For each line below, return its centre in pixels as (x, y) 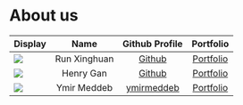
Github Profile (152, 44)
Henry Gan (84, 73)
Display (30, 44)
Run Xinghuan (84, 59)
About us (44, 16)
